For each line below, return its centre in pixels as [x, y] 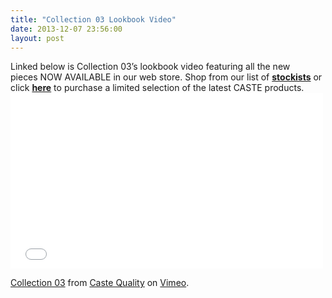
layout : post [37, 38]
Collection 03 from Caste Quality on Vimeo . [100, 283]
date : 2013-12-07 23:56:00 [66, 29]
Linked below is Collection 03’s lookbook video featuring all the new [150, 67]
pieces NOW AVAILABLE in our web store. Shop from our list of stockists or [166, 77]
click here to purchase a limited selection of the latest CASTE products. [157, 88]
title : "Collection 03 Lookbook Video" [93, 19]
